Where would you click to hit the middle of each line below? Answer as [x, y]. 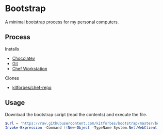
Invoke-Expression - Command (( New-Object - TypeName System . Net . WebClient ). [83, 128]
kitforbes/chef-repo [32, 87]
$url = [12, 123]
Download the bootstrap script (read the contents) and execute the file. [76, 114]
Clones [12, 78]
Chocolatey [24, 58]
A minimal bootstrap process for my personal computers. [62, 22]
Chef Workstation [30, 68]
